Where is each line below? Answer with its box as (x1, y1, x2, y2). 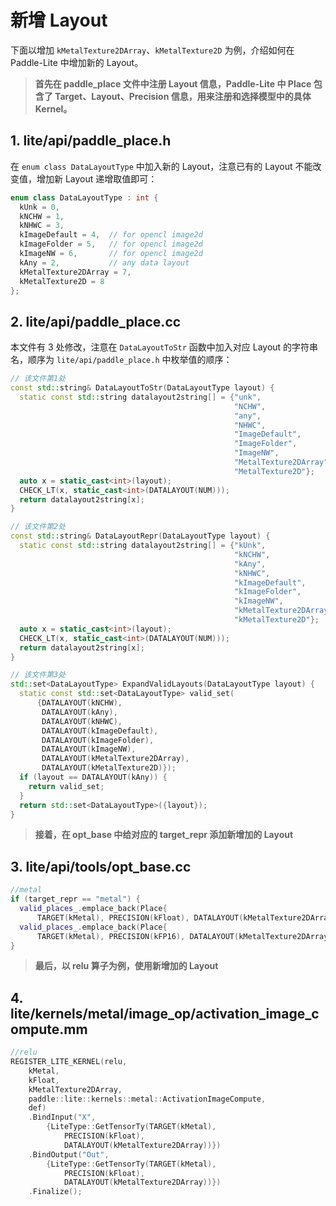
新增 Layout (10, 9, 108, 32)
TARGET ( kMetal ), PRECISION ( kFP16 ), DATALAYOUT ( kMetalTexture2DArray (36, 931, 329, 941)
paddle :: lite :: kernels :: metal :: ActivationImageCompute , (28, 1094, 267, 1104)
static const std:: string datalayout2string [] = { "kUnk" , (19, 541, 267, 551)
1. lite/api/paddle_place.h (10, 132, 172, 150)
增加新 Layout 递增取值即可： (36, 172, 158, 185)
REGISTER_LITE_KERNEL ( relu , (10, 1057, 128, 1067)
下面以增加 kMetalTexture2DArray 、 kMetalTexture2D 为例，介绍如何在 (10, 44, 295, 56)
